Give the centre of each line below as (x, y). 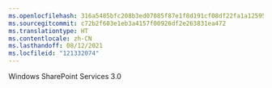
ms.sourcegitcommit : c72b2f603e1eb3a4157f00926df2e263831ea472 (117, 23)
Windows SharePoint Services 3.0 (65, 76)
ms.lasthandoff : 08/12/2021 (56, 46)
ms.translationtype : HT (49, 31)
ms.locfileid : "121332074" (54, 53)
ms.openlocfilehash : (43, 16)
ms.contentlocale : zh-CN (50, 38)
